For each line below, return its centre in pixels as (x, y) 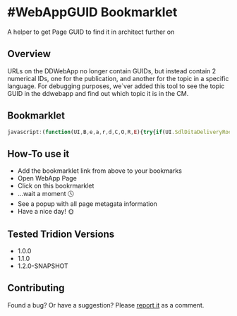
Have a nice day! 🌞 (46, 212)
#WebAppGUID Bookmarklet (92, 12)
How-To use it (38, 153)
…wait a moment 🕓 (46, 194)
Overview (29, 54)
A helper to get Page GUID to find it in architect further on (91, 32)
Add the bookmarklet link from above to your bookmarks (99, 171)
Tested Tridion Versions (61, 234)
